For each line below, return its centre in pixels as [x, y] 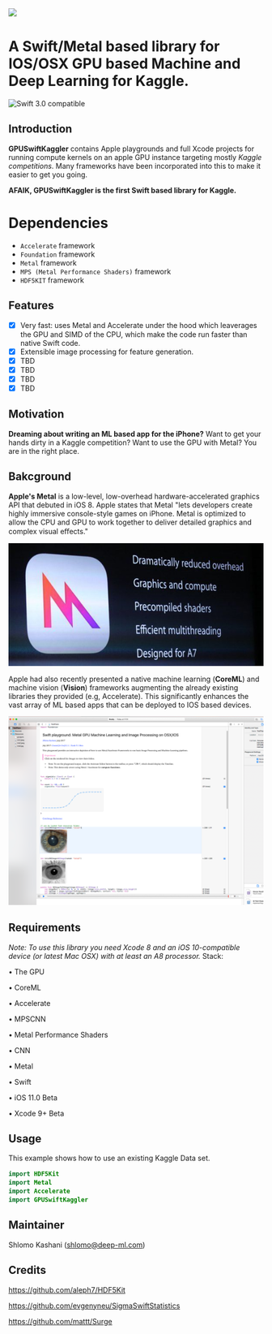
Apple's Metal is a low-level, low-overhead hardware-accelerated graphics [134, 496]
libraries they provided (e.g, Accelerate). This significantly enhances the [129, 696]
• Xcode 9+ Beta [36, 1113]
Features [31, 306]
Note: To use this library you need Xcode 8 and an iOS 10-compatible [124, 947]
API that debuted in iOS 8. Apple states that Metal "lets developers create [131, 505]
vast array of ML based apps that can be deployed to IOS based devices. [130, 705]
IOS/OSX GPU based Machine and [125, 64]
